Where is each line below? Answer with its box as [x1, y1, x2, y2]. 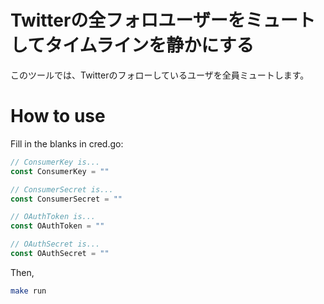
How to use [10, 105, 106, 128]
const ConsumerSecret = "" [10, 194, 123, 204]
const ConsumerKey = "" [10, 166, 110, 176]
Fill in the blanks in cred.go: [10, 137, 124, 150]
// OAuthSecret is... [10, 239, 101, 250]
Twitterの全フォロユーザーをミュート [10, 9, 316, 32]
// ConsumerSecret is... [10, 184, 114, 195]
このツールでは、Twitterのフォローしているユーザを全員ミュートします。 [10, 69, 310, 81]
